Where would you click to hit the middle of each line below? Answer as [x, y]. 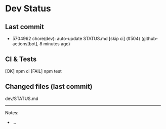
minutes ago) [57, 44]
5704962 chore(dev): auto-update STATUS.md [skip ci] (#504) [76, 38]
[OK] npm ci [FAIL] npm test [33, 71]
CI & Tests [21, 59]
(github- [150, 38]
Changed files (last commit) [49, 87]
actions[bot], [25, 44]
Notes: [12, 113]
